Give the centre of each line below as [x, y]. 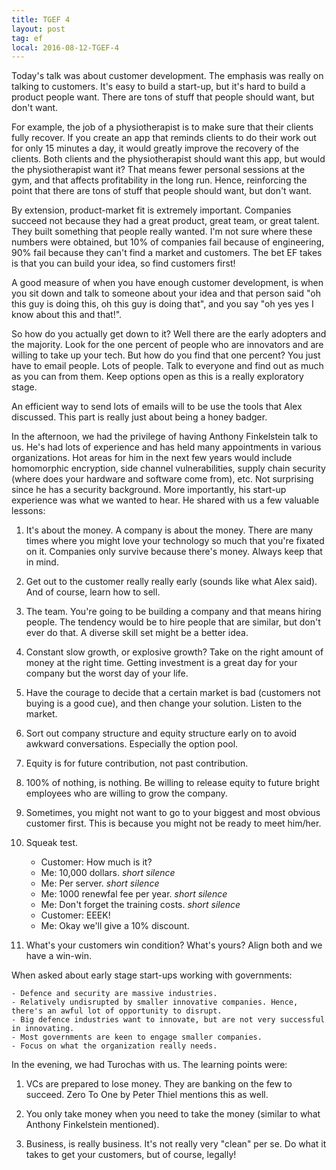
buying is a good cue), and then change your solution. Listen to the [164, 703]
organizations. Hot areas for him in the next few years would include [152, 458]
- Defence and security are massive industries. [114, 994]
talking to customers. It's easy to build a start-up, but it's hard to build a [158, 87]
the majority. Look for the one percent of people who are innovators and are [167, 345]
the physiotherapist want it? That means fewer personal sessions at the [158, 170]
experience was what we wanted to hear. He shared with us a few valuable [165, 500]
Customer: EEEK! [75, 915]
